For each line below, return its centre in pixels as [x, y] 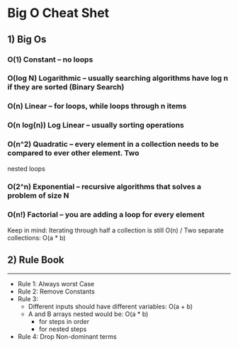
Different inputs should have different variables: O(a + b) [110, 306]
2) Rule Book [36, 260]
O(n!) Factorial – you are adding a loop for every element [106, 215]
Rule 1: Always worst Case [56, 284]
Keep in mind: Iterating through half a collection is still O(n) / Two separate [116, 230]
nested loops [27, 169]
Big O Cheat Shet [58, 13]
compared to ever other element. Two [73, 153]
